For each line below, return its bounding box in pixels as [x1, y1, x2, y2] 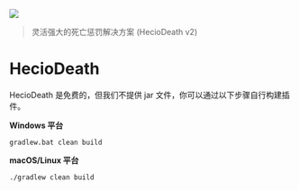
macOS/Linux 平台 [9, 154, 79, 166]
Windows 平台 [9, 120, 64, 131]
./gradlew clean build [9, 172, 95, 182]
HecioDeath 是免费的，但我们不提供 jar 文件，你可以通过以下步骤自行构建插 [9, 89, 290, 100]
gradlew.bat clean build [9, 138, 103, 147]
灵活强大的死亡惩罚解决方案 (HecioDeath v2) [31, 27, 198, 37]
